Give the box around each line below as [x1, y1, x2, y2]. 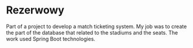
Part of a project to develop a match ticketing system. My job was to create [6, 23, 187, 30]
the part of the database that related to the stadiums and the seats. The [6, 29, 178, 36]
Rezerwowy [6, 4, 64, 17]
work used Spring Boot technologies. [6, 35, 95, 42]
